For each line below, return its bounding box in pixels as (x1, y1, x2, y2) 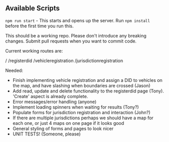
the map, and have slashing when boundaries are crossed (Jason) (12, 82, 151, 88)
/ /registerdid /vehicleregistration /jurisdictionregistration (5, 58, 123, 64)
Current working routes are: (5, 48, 63, 54)
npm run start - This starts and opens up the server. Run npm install (5, 17, 150, 23)
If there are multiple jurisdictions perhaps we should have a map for (12, 115, 154, 121)
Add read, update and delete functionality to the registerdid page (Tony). (12, 88, 164, 94)
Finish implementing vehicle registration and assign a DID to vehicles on (12, 77, 163, 83)
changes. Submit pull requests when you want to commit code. (5, 38, 137, 44)
